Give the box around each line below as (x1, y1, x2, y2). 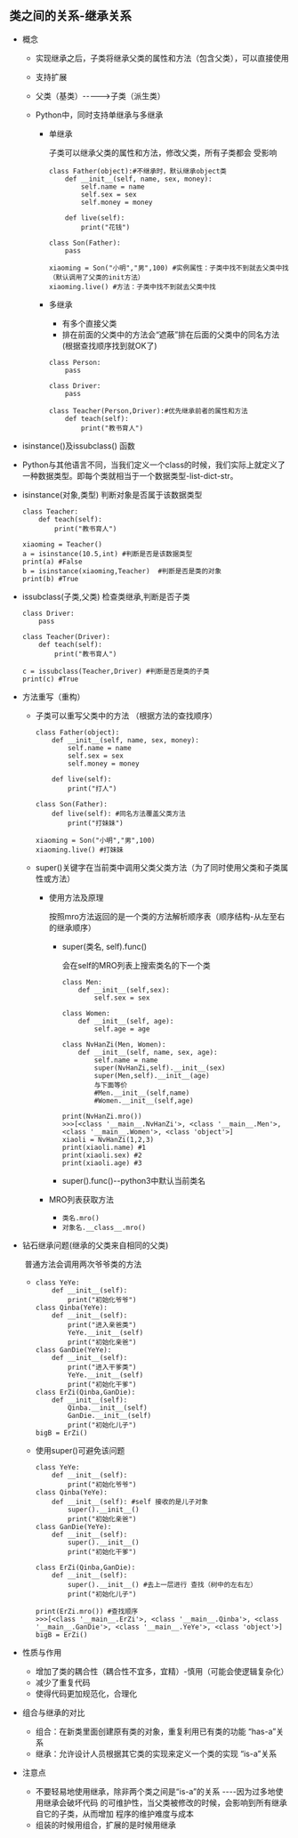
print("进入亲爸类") (67, 1320, 137, 1329)
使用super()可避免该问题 (35, 1445, 125, 1455)
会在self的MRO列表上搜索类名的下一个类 (61, 959, 211, 970)
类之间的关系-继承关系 (9, 8, 132, 24)
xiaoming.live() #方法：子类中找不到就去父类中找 (48, 282, 216, 291)
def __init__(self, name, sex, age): (77, 1048, 218, 1057)
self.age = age (93, 1024, 150, 1033)
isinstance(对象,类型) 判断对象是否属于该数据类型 (21, 489, 203, 500)
